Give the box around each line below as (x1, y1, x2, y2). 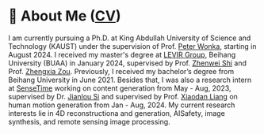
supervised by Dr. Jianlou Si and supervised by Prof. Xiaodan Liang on (8, 91, 238, 101)
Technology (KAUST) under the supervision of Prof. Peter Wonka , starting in (8, 41, 257, 50)
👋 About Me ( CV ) (8, 7, 121, 25)
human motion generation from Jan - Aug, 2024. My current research (8, 100, 235, 110)
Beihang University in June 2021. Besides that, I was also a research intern (8, 75, 252, 84)
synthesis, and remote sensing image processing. (8, 117, 170, 126)
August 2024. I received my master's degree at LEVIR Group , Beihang (8, 50, 236, 59)
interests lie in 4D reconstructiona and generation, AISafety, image (8, 108, 226, 117)
